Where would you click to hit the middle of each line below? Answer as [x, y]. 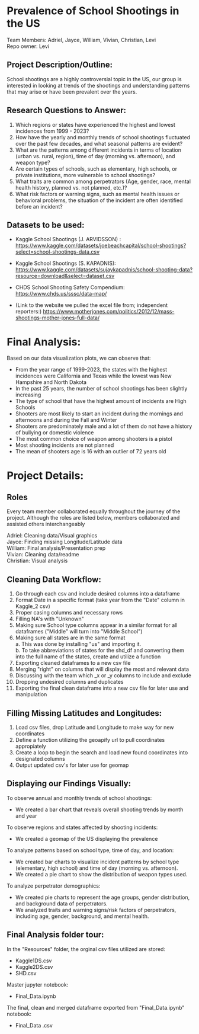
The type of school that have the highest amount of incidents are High [101, 401]
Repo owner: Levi [28, 46]
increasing [28, 395]
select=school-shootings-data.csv [57, 252]
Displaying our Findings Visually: [69, 784]
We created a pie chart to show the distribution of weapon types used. [101, 874]
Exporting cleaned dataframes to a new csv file [73, 663]
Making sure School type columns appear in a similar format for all [96, 625]
